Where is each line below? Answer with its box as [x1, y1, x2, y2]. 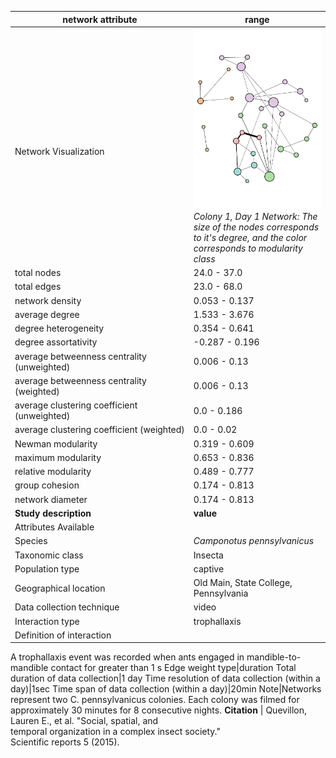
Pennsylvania [193, 587, 249, 600]
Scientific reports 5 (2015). [10, 736, 120, 748]
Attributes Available [14, 521, 95, 533]
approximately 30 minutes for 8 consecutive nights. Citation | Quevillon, [10, 704, 308, 716]
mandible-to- [246, 651, 302, 663]
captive [193, 562, 225, 575]
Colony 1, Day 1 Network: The [193, 210, 318, 222]
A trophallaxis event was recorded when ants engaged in [10, 651, 245, 663]
